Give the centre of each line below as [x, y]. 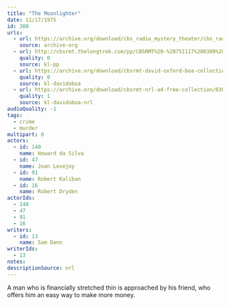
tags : [15, 115]
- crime [24, 122]
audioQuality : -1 [32, 109]
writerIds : [23, 249]
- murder [26, 128]
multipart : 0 [26, 134]
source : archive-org [49, 45]
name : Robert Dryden [49, 192]
